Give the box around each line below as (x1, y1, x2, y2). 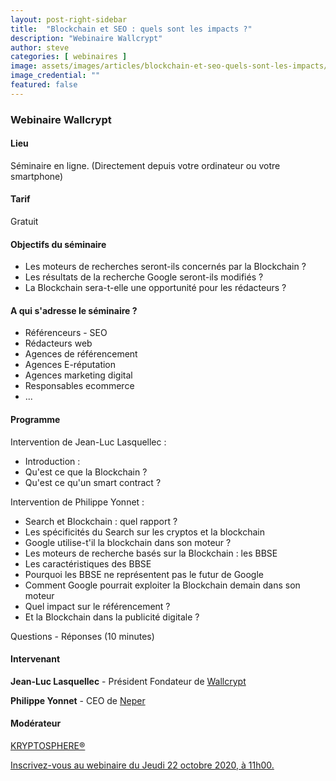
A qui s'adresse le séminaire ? (10, 304, 138, 316)
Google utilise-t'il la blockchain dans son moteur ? (24, 536, 232, 548)
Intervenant (10, 653, 61, 665)
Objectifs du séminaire (10, 238, 107, 250)
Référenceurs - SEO (24, 327, 108, 339)
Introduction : (24, 455, 81, 467)
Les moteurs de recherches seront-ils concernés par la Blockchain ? (24, 261, 307, 273)
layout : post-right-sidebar (10, 14, 128, 25)
